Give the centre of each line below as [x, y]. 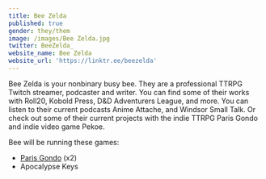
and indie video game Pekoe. [57, 127]
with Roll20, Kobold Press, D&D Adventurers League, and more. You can [129, 101]
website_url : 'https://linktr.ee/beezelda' [83, 61]
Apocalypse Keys [49, 166]
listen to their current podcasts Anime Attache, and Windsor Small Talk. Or [132, 109]
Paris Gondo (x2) [49, 157]
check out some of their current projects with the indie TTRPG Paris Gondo [133, 118]
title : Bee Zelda [38, 16]
